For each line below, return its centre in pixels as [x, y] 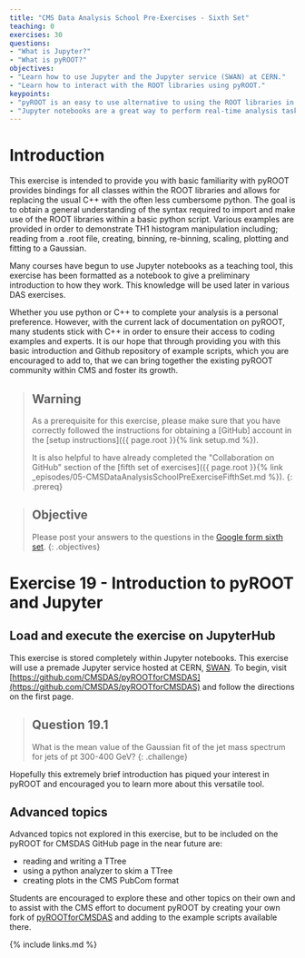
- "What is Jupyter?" [50, 52]
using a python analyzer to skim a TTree [98, 871]
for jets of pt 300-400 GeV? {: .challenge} [110, 756]
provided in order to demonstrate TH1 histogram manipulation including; [144, 229]
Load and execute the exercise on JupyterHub [143, 636]
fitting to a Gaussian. [48, 248]
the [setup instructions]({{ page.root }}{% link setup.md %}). [145, 440]
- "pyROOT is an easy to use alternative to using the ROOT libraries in [152, 102]
